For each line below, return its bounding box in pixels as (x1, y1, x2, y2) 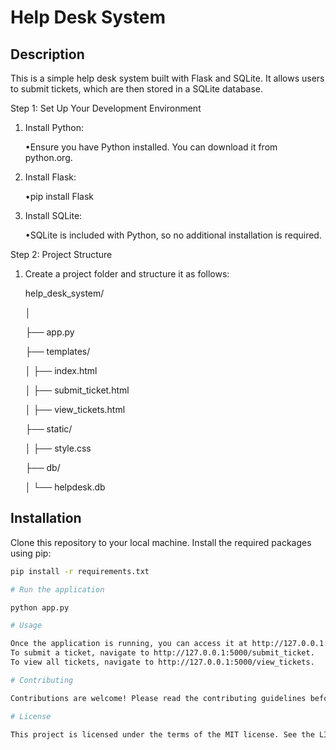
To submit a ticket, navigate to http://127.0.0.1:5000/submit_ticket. (10, 648, 315, 658)
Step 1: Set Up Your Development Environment (10, 102, 202, 114)
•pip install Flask (24, 191, 95, 202)
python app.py (10, 602, 70, 613)
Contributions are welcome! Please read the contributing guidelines (10, 693, 307, 703)
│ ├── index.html (24, 365, 98, 376)
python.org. (24, 152, 73, 163)
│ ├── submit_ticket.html (24, 384, 130, 396)
